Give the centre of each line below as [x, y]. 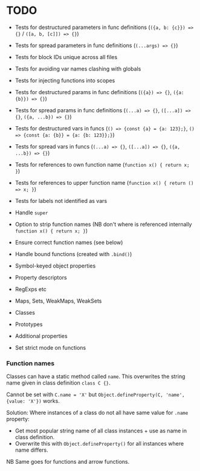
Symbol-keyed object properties [55, 266]
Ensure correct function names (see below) [69, 242]
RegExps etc [31, 289]
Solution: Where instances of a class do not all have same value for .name [97, 413]
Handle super [31, 213]
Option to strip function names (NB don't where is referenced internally [103, 224]
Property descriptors [41, 277]
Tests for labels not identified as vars [61, 200]
